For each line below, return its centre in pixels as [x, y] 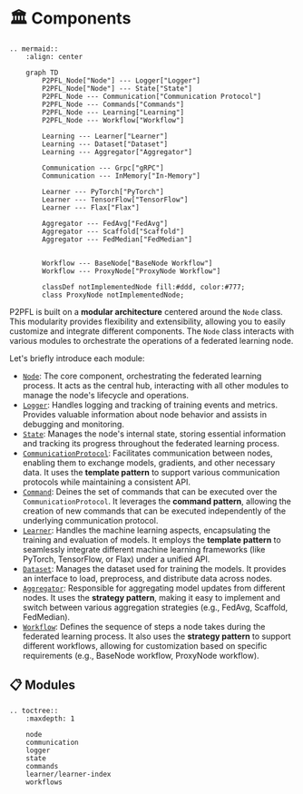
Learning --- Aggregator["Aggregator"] [117, 152]
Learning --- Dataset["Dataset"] [105, 144]
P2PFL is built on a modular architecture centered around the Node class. [146, 311]
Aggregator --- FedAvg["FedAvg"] [105, 223]
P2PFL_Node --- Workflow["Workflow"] [113, 120]
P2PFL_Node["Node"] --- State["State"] [117, 88]
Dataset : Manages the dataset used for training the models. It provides [154, 568]
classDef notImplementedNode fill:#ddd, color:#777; [144, 287]
